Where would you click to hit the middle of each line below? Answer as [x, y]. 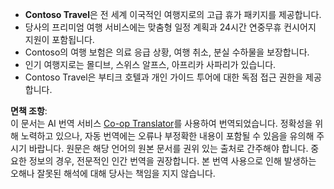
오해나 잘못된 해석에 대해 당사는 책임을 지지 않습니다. [113, 173]
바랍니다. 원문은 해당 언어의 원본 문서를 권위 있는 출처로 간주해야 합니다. [168, 148]
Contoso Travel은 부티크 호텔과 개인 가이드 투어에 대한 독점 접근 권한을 [164, 77]
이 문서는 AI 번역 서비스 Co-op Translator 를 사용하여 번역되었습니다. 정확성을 [161, 123]
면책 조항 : [29, 111]
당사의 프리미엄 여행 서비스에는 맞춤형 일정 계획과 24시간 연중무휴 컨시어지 [170, 27]
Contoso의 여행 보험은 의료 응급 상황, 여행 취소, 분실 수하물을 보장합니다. [167, 52]
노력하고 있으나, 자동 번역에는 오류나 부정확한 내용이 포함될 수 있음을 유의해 [167, 136]
